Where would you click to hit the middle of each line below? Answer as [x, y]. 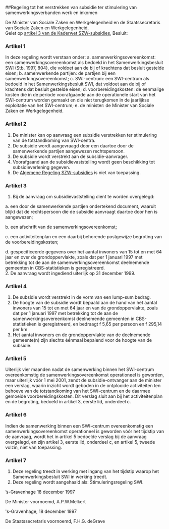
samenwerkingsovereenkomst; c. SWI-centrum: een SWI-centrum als [77, 79]
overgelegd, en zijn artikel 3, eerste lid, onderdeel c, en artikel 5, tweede [80, 442]
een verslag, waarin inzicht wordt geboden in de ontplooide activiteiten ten [83, 386]
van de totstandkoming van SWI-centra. [54, 140]
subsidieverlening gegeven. [41, 167]
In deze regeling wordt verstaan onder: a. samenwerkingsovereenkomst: [80, 57]
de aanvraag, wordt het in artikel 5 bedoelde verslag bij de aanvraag [76, 437]
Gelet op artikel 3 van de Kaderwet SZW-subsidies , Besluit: [67, 33]
